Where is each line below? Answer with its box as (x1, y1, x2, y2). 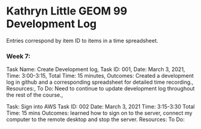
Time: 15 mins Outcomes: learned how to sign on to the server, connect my (6, 110, 193, 117)
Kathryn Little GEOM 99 (6, 4, 128, 18)
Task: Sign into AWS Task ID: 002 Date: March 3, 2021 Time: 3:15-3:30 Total (6, 103, 195, 110)
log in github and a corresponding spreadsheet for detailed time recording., (6, 78, 194, 86)
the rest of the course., (6, 92, 63, 99)
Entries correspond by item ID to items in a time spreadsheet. (6, 37, 159, 44)
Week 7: (6, 52, 31, 60)
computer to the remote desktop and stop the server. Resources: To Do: (6, 116, 185, 123)
